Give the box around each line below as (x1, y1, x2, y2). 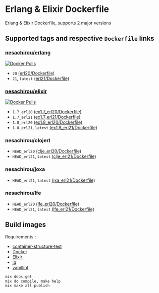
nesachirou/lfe (5, 190, 41, 197)
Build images (5, 220, 46, 229)
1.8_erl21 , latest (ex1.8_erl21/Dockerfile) (12, 124, 98, 130)
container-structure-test (12, 243, 62, 249)
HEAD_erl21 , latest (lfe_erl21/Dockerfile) (12, 206, 94, 212)
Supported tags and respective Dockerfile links (5, 34, 155, 43)
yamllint (12, 264, 29, 270)
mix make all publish (5, 283, 50, 289)
